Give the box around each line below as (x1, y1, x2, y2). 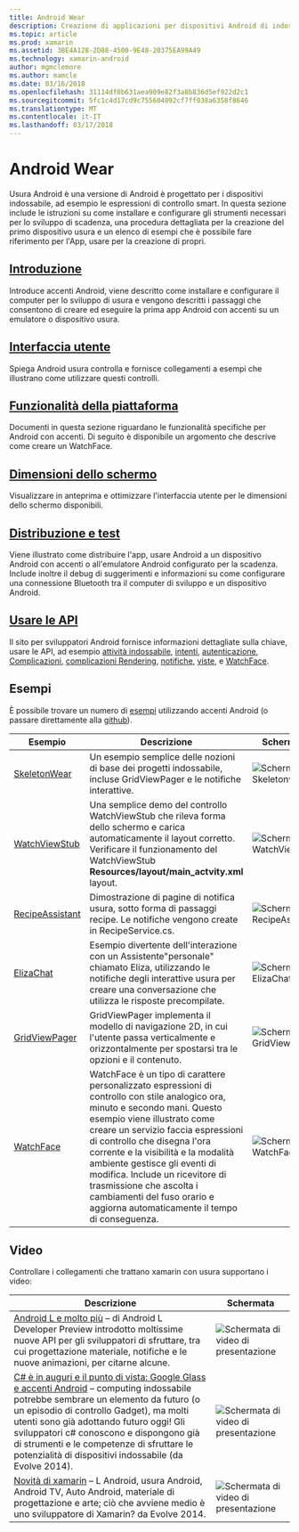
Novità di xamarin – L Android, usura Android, (13, 1475, 203, 1487)
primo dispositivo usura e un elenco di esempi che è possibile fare (9, 226, 252, 237)
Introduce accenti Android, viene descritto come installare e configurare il (9, 285, 279, 296)
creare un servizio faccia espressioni (89, 1123, 244, 1136)
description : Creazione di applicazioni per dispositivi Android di (9, 21, 269, 30)
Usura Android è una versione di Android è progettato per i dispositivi (9, 188, 264, 199)
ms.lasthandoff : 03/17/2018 (9, 121, 114, 130)
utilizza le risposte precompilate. (89, 994, 225, 1006)
